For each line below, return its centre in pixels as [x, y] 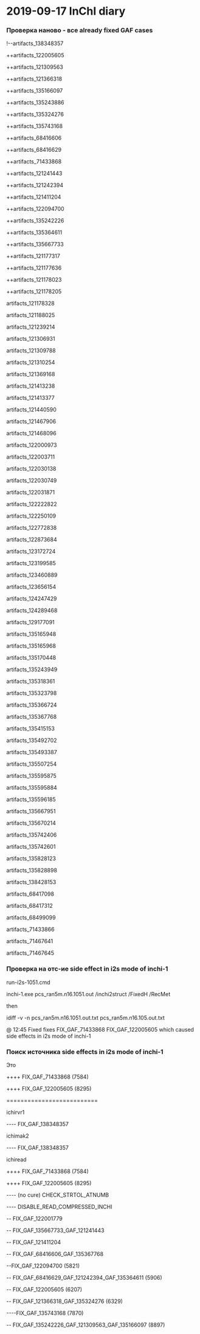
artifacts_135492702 [32, 740]
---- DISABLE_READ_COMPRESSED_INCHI [59, 1207]
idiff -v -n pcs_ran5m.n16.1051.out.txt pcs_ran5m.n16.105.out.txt [86, 1018]
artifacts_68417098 [30, 894]
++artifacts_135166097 [35, 91]
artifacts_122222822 [32, 504]
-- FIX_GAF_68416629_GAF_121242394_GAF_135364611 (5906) [84, 1278]
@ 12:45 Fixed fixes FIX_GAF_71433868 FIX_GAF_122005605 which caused [100, 1029]
